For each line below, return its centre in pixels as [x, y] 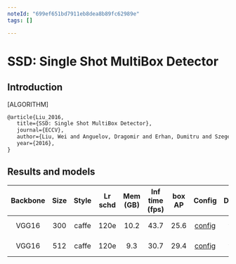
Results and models [51, 172]
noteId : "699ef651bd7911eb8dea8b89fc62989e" [73, 14]
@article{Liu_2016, [36, 117]
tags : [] [20, 20]
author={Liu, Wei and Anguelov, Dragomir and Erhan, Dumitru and [114, 137]
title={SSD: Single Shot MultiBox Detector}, [84, 124]
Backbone [28, 200]
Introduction [35, 88]
